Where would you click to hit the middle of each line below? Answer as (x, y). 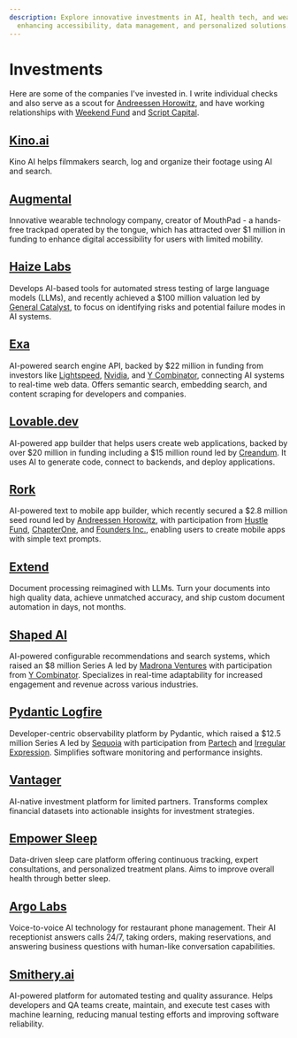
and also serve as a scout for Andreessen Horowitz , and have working (137, 104)
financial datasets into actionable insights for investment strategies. (132, 811)
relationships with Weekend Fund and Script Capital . (104, 112)
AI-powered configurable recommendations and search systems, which (140, 656)
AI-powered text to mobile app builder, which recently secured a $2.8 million (148, 511)
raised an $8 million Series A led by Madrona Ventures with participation (141, 665)
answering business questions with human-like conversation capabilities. (142, 947)
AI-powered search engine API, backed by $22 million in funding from (136, 365)
